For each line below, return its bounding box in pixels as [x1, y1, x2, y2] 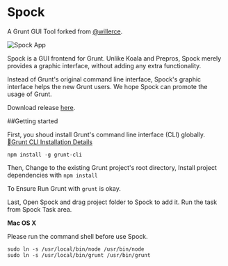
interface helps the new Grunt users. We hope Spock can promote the [7, 82, 208, 91]
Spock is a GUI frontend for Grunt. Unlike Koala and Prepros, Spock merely [7, 54, 222, 63]
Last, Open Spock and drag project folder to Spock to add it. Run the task [7, 198, 218, 206]
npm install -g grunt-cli [7, 151, 82, 158]
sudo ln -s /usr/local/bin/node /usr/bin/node [7, 245, 145, 253]
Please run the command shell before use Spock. [7, 232, 148, 240]
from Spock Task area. [7, 205, 72, 213]
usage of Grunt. [7, 90, 52, 98]
